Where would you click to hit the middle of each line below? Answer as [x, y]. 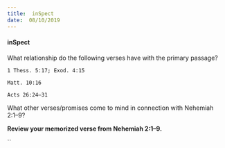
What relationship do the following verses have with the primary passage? [112, 58]
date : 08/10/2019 [34, 20]
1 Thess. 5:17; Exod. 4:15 [46, 70]
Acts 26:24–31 [28, 94]
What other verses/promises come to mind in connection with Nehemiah [110, 108]
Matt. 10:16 [24, 83]
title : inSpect [30, 14]
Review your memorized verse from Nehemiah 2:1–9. [85, 129]
